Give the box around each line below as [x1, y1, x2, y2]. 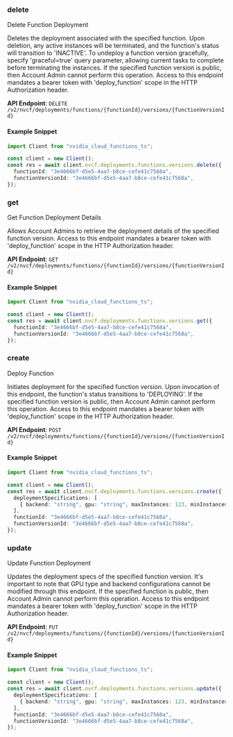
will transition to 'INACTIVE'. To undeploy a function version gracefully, [7, 49, 209, 57]
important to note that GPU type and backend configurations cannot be [7, 580, 211, 588]
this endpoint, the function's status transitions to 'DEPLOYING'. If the [7, 390, 203, 398]
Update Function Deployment [7, 559, 92, 568]
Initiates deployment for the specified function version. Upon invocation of [7, 382, 220, 390]
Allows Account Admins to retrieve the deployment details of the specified [7, 227, 220, 235]
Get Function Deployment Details [7, 213, 102, 222]
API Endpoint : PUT [7, 623, 59, 631]
